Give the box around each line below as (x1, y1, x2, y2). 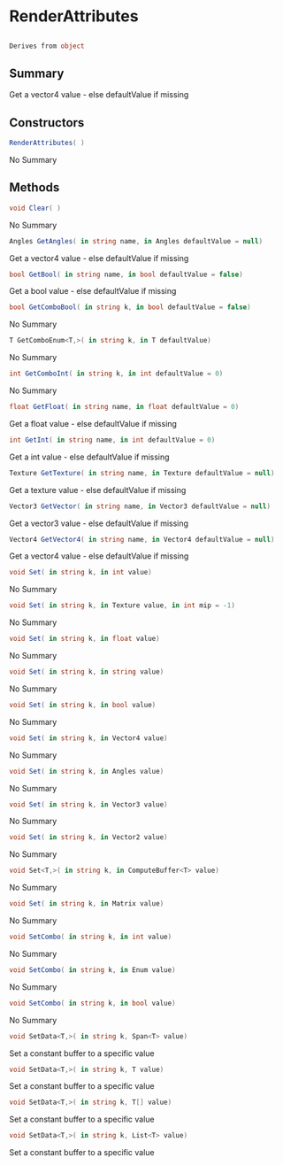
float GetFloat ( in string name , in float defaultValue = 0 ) (9, 403, 240, 412)
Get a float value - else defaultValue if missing (9, 418, 177, 428)
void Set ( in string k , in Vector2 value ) (9, 833, 168, 842)
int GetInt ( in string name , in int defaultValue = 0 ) (9, 436, 216, 444)
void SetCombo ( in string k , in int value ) (9, 932, 172, 942)
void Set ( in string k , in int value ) (9, 568, 152, 577)
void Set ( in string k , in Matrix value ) (9, 899, 164, 908)
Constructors (9, 115, 85, 130)
